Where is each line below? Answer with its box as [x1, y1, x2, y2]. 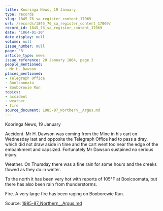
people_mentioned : [5, 62, 43, 67]
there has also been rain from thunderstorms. [5, 181, 98, 187]
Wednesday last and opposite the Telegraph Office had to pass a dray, [5, 136, 148, 142]
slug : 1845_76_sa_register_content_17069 [5, 16, 92, 21]
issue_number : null [5, 44, 45, 49]
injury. [5, 151, 18, 157]
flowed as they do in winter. [5, 166, 61, 172]
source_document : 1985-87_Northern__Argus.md [5, 108, 100, 113]
